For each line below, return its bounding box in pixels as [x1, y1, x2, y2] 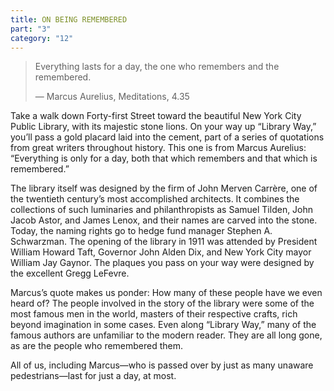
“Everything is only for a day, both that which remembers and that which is [10, 152, 318, 165]
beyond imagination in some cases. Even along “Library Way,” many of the [10, 319, 317, 331]
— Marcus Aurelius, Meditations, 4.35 [34, 91, 190, 103]
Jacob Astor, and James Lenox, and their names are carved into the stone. [10, 214, 318, 226]
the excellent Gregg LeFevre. [10, 267, 130, 280]
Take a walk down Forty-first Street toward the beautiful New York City [10, 110, 302, 122]
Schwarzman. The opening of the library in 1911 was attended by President [10, 236, 318, 248]
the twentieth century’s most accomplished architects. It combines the [10, 193, 300, 205]
